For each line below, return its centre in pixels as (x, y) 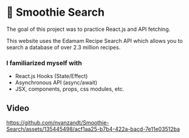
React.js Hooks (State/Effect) (51, 76)
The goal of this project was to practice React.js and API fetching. (88, 29)
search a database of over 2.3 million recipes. (64, 47)
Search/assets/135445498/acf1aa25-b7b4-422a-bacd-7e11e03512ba (93, 129)
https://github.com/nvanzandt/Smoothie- (58, 123)
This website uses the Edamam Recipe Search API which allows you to (95, 41)
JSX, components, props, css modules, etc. (70, 89)
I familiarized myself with (44, 63)
